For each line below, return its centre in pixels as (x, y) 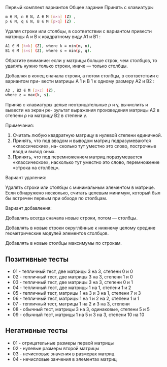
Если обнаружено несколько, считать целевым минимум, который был (83, 193)
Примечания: (20, 125)
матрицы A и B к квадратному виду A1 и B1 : (53, 36)
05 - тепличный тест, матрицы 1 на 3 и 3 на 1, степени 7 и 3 (77, 293)
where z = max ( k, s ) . (28, 95)
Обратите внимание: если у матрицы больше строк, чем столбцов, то (81, 60)
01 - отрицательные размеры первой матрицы (63, 343)
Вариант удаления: (26, 178)
